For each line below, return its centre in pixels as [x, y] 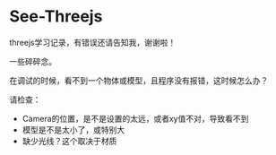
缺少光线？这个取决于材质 [69, 141]
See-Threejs [56, 17]
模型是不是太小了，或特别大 [73, 129]
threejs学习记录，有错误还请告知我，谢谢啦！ [93, 42]
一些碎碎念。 [33, 61]
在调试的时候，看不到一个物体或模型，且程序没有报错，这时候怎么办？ [139, 80]
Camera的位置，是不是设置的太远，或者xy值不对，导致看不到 [135, 118]
